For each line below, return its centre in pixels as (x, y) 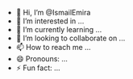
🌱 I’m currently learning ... (59, 29)
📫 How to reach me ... (53, 47)
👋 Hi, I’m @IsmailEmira (53, 12)
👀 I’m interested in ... (50, 21)
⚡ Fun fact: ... (38, 68)
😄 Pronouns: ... (42, 59)
